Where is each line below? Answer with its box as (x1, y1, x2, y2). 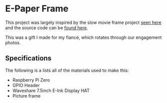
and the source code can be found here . (5, 24, 88, 30)
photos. (5, 39, 21, 45)
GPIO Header (12, 82, 40, 88)
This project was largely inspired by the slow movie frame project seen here (5, 19, 161, 25)
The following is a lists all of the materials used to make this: (5, 67, 129, 73)
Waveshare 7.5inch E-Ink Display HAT (12, 88, 90, 94)
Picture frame (12, 93, 41, 99)
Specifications (5, 54, 51, 63)
